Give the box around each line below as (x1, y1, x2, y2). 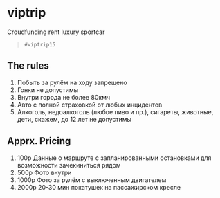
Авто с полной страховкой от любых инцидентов (17, 100, 163, 109)
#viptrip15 (24, 41, 56, 48)
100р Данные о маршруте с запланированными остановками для (17, 154, 212, 162)
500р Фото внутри (17, 168, 72, 177)
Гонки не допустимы (17, 85, 79, 94)
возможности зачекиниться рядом (17, 161, 121, 169)
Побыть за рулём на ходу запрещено (17, 78, 127, 87)
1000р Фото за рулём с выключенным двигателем (17, 175, 167, 184)
